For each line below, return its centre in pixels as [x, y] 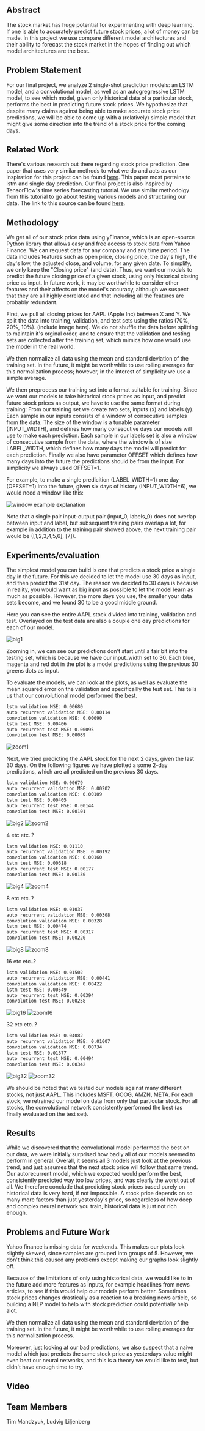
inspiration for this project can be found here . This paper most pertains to [99, 177]
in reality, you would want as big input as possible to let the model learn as [100, 589]
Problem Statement [44, 70]
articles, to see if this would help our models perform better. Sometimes [96, 1291]
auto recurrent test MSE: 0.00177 [50, 869]
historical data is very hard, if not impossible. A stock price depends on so [99, 1194]
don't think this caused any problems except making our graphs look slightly [102, 1260]
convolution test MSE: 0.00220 [46, 938]
